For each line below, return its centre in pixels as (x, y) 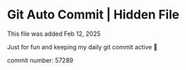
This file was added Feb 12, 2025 (54, 34)
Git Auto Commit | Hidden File (93, 15)
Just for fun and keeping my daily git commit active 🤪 (82, 47)
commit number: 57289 (40, 60)
